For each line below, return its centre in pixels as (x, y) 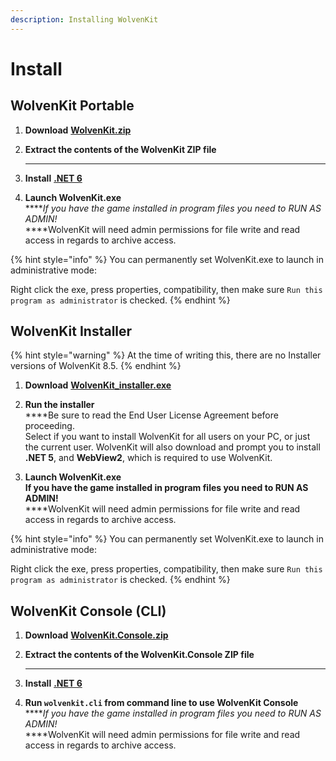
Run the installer (59, 405)
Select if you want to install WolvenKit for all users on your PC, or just (167, 437)
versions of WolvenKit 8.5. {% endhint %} (96, 366)
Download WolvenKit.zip (78, 130)
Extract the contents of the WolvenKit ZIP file (120, 149)
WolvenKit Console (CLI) (88, 611)
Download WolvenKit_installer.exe (98, 385)
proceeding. (49, 426)
